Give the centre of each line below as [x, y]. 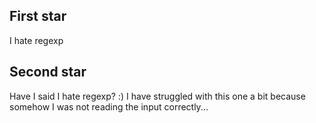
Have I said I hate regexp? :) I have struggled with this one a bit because [157, 96]
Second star [48, 72]
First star [38, 16]
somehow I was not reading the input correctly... [109, 106]
